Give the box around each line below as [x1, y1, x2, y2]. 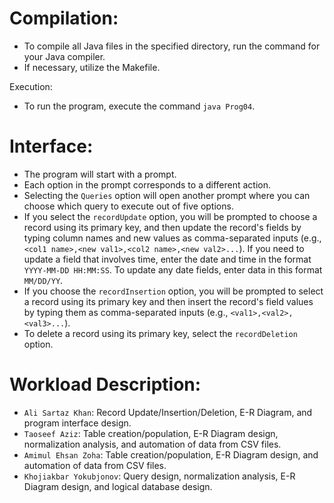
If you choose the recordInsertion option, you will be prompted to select [23, 285, 324, 297]
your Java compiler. [23, 50, 106, 62]
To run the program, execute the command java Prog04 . [23, 100, 256, 112]
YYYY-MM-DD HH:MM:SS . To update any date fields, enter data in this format [23, 263, 323, 276]
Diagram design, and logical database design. [23, 480, 213, 492]
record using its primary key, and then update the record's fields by [23, 221, 302, 233]
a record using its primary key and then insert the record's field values [23, 295, 314, 307]
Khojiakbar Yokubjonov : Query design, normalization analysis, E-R [23, 470, 296, 482]
